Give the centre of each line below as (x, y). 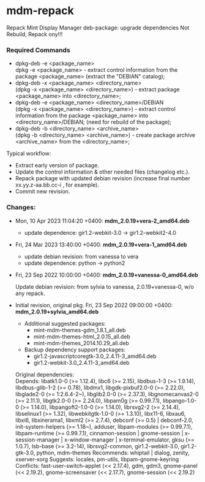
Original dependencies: (45, 374)
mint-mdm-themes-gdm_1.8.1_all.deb (80, 330)
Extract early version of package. (57, 166)
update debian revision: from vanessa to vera (81, 256)
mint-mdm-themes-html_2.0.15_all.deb (82, 336)
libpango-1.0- (180, 400)
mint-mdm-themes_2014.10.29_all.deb (81, 343)
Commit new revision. (43, 191)
